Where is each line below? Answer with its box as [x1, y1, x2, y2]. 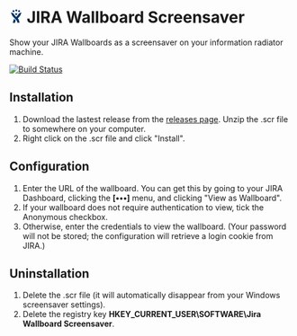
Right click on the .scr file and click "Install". [22, 133, 185, 144]
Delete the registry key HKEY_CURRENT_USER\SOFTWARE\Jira [22, 309, 262, 320]
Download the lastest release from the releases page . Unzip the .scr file [22, 113, 289, 124]
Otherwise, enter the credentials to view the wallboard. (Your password [22, 221, 287, 232]
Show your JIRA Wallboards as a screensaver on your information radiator [9, 37, 283, 48]
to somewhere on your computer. [22, 123, 147, 134]
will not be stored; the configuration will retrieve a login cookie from [22, 230, 274, 241]
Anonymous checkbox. [22, 211, 108, 222]
